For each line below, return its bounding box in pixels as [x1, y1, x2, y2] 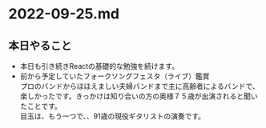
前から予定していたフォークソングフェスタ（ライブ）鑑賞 [19, 71, 210, 81]
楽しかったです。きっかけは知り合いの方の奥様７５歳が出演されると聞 [19, 91, 251, 101]
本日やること [8, 38, 72, 52]
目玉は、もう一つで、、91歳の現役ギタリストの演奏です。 [19, 111, 206, 121]
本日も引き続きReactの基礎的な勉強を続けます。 [19, 62, 179, 70]
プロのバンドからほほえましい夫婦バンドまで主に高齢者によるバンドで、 [19, 82, 260, 90]
